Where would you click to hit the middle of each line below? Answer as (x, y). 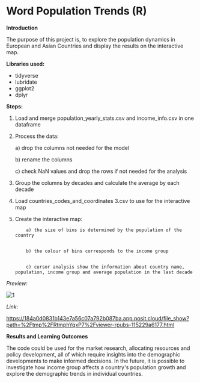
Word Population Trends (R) (77, 11)
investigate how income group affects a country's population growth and (96, 367)
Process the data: (37, 136)
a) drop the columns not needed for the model (72, 148)
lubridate (26, 82)
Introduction (22, 28)
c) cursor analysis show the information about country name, (105, 267)
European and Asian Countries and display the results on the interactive (95, 46)
